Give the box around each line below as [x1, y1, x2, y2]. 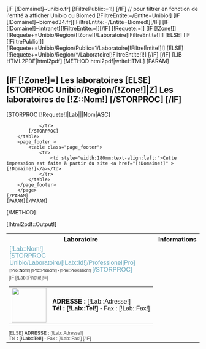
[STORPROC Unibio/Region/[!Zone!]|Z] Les [6, 85, 174, 95]
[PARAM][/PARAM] [6, 198, 48, 204]
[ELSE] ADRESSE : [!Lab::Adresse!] [9, 330, 83, 337]
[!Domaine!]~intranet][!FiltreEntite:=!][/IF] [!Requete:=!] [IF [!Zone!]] [6, 25, 177, 32]
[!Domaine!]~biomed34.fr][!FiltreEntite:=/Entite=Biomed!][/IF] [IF [6, 18, 169, 25]
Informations [158, 235, 197, 243]
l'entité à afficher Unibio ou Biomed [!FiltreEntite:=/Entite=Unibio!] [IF [6, 12, 180, 19]
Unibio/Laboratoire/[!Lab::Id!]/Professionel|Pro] [9, 259, 135, 266]
